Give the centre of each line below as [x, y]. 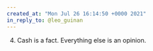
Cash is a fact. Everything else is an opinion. [81, 40]
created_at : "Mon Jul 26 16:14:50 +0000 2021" [76, 14]
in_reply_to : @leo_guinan [45, 20]
